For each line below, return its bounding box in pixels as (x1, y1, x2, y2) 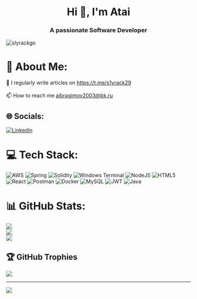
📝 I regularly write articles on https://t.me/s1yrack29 (6, 79, 132, 87)
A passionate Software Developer (49, 26, 148, 35)
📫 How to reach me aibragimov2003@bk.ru (6, 92, 113, 99)
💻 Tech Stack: (6, 149, 79, 161)
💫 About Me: (6, 60, 68, 73)
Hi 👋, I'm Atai (66, 5, 131, 19)
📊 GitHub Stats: (6, 200, 86, 213)
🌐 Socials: (6, 111, 45, 121)
